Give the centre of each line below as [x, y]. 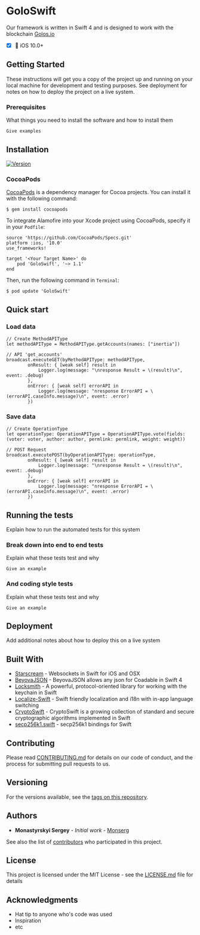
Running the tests [40, 515]
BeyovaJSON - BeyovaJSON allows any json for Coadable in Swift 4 [99, 680]
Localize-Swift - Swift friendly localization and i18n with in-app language [104, 699]
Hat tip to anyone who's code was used [63, 914]
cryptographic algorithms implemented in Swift [73, 718]
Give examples [24, 131]
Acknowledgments [42, 900]
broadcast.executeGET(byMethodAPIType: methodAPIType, [76, 359]
